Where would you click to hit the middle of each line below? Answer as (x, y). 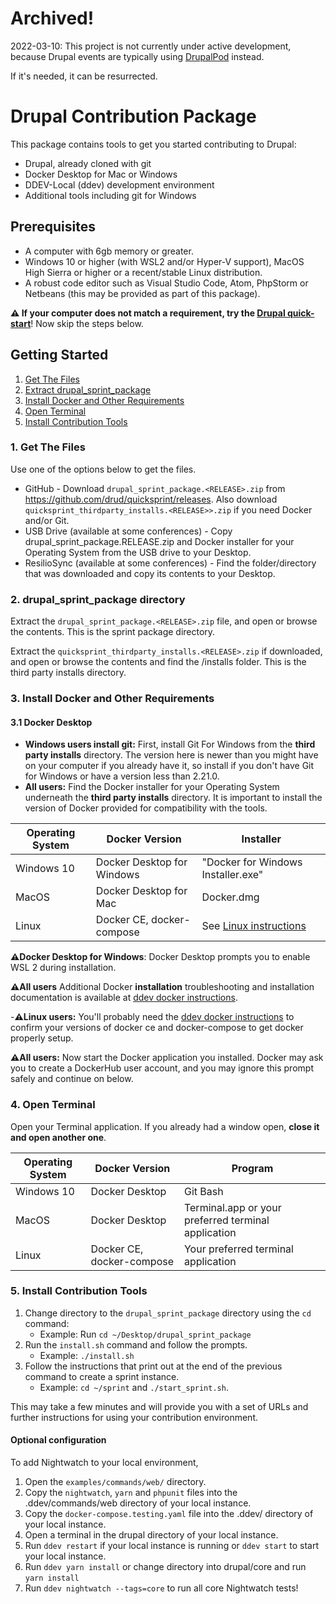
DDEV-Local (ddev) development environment (119, 184)
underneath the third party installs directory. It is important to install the (173, 798)
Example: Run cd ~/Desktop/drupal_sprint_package (145, 1334)
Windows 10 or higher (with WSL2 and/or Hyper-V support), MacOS (164, 261)
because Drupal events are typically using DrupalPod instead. (137, 56)
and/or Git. (47, 520)
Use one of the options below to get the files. (103, 469)
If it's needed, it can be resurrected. (84, 76)
